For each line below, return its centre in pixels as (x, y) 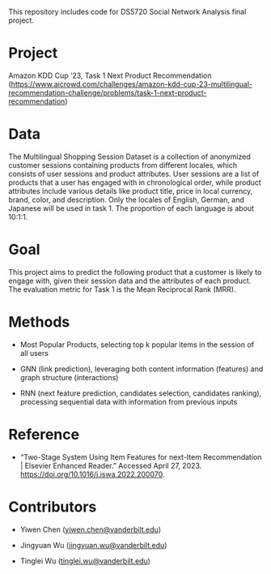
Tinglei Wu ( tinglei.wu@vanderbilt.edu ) (85, 561)
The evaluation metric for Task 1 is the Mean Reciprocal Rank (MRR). (122, 289)
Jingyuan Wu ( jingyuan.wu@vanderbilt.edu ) (93, 545)
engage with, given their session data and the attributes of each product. (130, 281)
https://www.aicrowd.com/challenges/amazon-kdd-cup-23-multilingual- (132, 84)
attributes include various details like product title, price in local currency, (131, 191)
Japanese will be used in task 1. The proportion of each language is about (131, 208)
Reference (44, 434)
